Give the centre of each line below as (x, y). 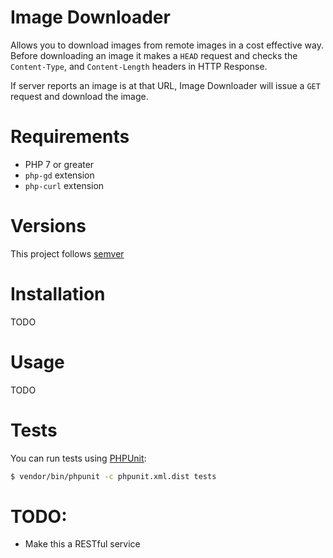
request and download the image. (79, 96)
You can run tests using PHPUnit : (78, 458)
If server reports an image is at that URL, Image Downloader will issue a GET (165, 85)
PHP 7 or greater (59, 164)
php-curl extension (64, 185)
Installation (58, 294)
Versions (48, 226)
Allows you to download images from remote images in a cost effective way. (167, 45)
